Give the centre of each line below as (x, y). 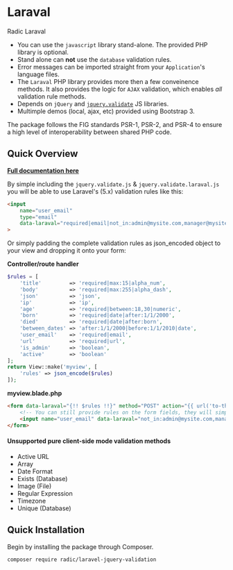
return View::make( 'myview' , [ (52, 367)
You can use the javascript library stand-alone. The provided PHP (112, 44)
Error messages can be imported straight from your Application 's (111, 67)
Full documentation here (43, 170)
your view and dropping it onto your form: (67, 251)
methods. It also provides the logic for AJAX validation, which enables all (120, 89)
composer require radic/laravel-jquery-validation (82, 560)
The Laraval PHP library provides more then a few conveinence (108, 81)
